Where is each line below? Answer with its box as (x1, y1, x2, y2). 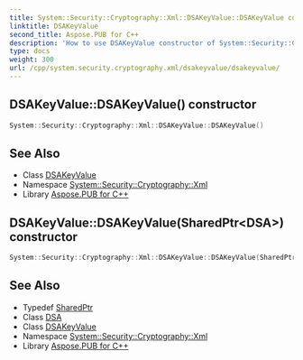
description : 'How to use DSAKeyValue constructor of (9, 38, 216, 48)
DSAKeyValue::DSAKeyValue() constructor (9, 97, 257, 113)
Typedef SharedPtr (22, 301, 94, 312)
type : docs (9, 47, 50, 56)
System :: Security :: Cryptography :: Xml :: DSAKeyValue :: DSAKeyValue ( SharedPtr (9, 254, 297, 263)
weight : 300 (9, 55, 54, 64)
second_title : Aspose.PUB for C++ (9, 30, 140, 39)
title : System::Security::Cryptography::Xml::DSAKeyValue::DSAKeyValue (9, 13, 284, 23)
